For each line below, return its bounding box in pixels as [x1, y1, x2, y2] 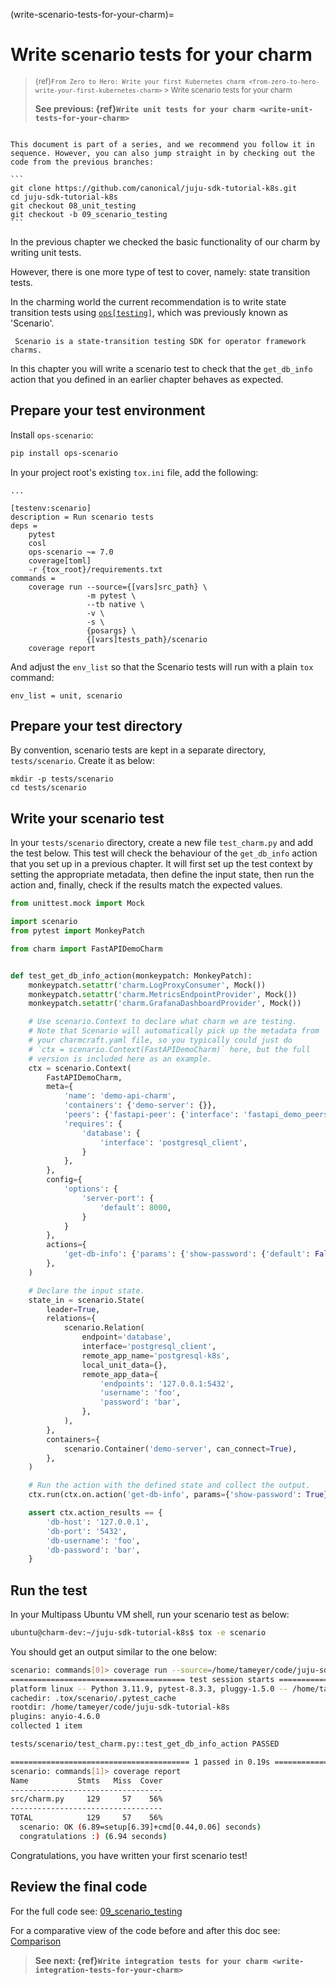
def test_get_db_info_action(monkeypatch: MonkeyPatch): [10, 970, 253, 981]
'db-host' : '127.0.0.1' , [46, 1517, 150, 1527]
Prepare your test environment [10, 402, 206, 419]
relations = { [46, 1314, 97, 1324]
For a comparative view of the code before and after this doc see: [10, 1924, 281, 1936]
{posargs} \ [86, 625, 137, 636]
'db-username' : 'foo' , [46, 1535, 141, 1546]
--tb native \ [86, 599, 145, 609]
